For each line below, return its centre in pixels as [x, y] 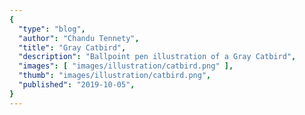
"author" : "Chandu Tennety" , [79, 38]
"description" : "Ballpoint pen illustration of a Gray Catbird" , [157, 57]
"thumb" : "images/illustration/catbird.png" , [115, 76]
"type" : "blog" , [52, 29]
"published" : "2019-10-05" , [77, 85]
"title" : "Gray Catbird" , [72, 47]
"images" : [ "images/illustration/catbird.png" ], [126, 66]
